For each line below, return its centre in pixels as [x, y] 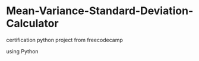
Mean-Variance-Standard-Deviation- [100, 11]
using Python [22, 51]
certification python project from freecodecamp [64, 40]
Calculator [32, 23]
